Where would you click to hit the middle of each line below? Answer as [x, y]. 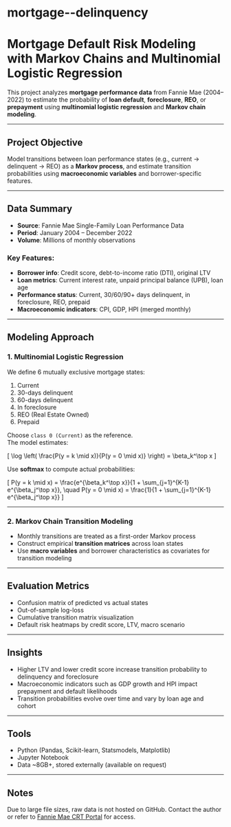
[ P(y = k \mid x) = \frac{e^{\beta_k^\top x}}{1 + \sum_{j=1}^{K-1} [98, 482]
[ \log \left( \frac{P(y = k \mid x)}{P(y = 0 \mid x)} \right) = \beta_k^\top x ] [112, 456]
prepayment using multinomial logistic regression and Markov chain [107, 107]
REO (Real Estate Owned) [53, 415]
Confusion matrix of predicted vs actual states [82, 602]
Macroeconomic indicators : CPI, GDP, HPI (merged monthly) [104, 309]
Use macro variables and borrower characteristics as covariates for [113, 551]
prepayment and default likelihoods [67, 691]
